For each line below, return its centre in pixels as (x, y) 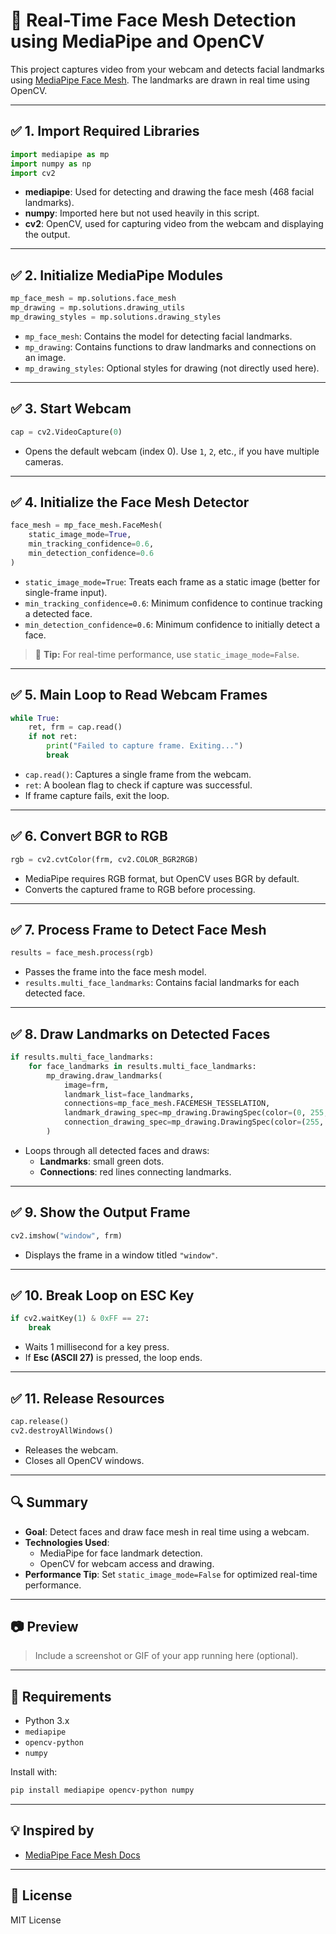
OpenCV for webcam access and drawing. (127, 1563)
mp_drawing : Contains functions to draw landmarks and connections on (170, 346)
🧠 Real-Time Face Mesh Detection (153, 20)
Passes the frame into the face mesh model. (115, 972)
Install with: (34, 1772)
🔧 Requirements (61, 1696)
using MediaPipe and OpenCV (137, 41)
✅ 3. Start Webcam (71, 409)
